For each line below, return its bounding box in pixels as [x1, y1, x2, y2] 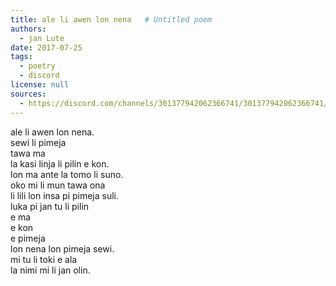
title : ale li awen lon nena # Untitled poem [10, 14, 213, 25]
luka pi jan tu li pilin [10, 200, 90, 212]
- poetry [19, 61, 56, 71]
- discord [19, 71, 60, 81]
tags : [10, 52, 33, 62]
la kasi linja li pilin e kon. [10, 157, 110, 170]
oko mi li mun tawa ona [10, 179, 106, 191]
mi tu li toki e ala [10, 253, 78, 265]
